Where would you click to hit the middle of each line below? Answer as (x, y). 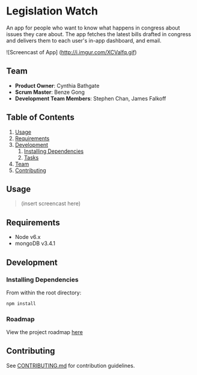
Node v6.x (28, 237)
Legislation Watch (52, 11)
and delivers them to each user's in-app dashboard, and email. (84, 40)
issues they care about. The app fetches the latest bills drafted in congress (98, 34)
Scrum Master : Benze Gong (50, 92)
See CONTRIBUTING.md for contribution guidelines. (71, 365)
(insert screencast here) (51, 203)
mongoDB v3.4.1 (35, 243)
